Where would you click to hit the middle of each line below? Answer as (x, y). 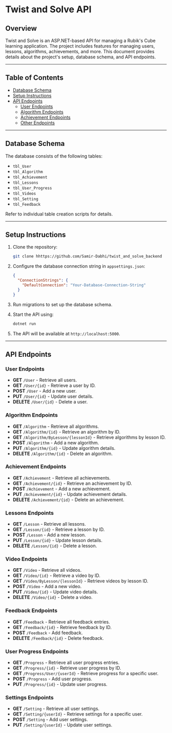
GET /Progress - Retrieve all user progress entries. (66, 663)
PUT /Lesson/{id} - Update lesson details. (57, 541)
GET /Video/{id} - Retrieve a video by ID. (57, 576)
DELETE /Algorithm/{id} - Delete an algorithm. (62, 454)
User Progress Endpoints (37, 651)
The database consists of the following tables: (54, 156)
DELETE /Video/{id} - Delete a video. (53, 597)
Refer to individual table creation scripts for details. (59, 214)
